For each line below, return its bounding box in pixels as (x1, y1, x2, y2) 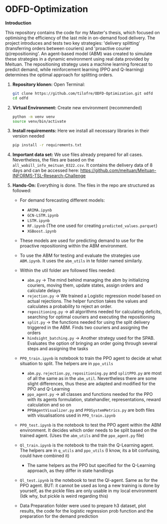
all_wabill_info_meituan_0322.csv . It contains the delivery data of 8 (12, 162, 153, 168)
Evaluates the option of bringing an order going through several (27, 340, 158, 346)
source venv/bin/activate (12, 119, 66, 124)
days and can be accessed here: (12, 167, 80, 173)
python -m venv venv (12, 114, 55, 119)
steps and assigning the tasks (27, 346, 88, 352)
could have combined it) (19, 453, 70, 459)
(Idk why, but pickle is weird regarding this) (19, 493, 108, 499)
